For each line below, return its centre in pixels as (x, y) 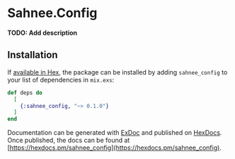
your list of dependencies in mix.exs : (61, 79)
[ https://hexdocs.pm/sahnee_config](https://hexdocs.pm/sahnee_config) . (114, 148)
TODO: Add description (42, 33)
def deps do (25, 93)
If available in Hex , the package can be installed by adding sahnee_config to (117, 72)
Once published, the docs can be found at (69, 141)
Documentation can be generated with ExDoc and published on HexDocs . (115, 133)
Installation (33, 55)
